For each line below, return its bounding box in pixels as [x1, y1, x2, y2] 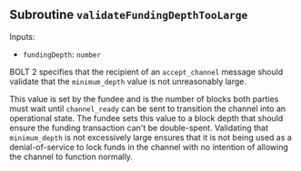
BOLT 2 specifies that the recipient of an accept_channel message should [9, 66, 284, 77]
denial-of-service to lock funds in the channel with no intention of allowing [9, 141, 289, 152]
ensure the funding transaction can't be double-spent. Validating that [9, 122, 268, 133]
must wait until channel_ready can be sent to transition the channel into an [9, 103, 286, 114]
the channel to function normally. [9, 151, 134, 162]
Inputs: [9, 31, 35, 42]
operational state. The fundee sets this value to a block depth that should [9, 112, 284, 123]
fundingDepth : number [22, 49, 102, 60]
